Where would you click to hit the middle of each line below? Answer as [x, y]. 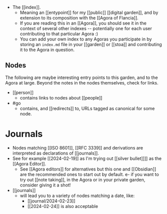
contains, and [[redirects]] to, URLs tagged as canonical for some [87, 108]
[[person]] [23, 92]
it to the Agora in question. [47, 50]
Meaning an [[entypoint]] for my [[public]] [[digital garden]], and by [89, 12]
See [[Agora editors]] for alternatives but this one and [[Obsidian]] [88, 169]
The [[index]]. [26, 7]
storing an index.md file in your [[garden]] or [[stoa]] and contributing [91, 44]
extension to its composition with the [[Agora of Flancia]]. [79, 18]
